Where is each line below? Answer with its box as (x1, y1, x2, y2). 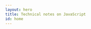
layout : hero (5, 7, 32, 12)
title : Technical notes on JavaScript (5, 12, 86, 17)
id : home (5, 16, 23, 21)
